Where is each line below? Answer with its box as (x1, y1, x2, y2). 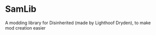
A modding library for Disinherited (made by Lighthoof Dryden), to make (5, 20, 151, 26)
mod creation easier (5, 25, 46, 31)
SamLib (5, 3, 37, 15)
